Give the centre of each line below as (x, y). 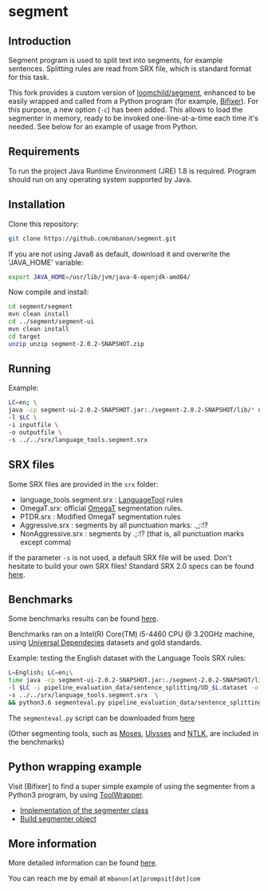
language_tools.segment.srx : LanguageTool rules (101, 499)
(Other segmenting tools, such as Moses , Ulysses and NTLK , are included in (134, 733)
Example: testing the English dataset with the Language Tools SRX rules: (127, 658)
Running (30, 369)
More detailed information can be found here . (83, 863)
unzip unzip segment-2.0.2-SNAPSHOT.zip (77, 344)
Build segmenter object (58, 818)
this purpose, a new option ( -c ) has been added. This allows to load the (126, 109)
